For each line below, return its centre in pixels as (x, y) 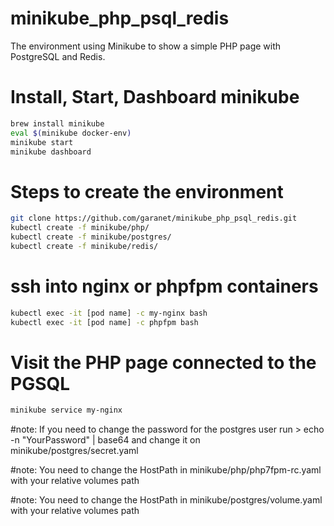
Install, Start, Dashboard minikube (155, 97)
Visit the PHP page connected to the (163, 362)
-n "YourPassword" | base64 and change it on (105, 440)
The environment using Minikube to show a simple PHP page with (146, 46)
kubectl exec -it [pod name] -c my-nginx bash (109, 313)
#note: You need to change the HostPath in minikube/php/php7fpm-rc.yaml (166, 470)
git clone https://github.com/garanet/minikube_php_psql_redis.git (154, 218)
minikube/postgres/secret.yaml (74, 451)
